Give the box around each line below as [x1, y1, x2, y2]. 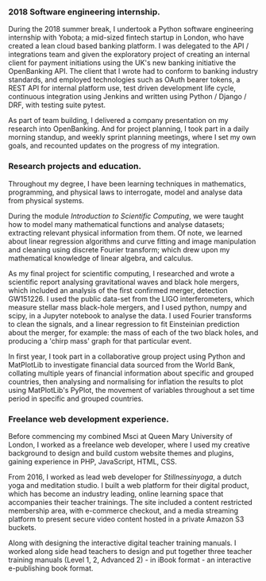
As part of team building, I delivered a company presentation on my [8, 116, 229, 125]
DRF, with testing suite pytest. [8, 100, 106, 110]
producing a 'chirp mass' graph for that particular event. [8, 336, 192, 345]
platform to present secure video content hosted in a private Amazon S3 [8, 514, 245, 524]
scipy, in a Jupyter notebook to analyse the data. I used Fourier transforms [8, 310, 253, 320]
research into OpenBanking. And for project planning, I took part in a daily [8, 124, 249, 133]
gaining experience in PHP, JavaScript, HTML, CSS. [8, 456, 177, 466]
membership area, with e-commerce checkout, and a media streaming [8, 506, 239, 515]
